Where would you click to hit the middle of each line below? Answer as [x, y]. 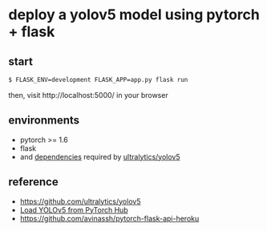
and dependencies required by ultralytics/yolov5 [100, 156]
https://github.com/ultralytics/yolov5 [80, 201]
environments [44, 121]
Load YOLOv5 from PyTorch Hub [74, 209]
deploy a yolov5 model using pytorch [134, 15]
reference [33, 182]
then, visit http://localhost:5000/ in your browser [88, 95]
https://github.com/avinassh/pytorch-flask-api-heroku [109, 218]
